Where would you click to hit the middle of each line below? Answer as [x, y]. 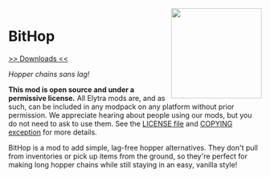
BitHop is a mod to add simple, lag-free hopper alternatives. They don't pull [133, 147]
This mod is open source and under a [72, 89]
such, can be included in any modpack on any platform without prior [121, 107]
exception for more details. [53, 132]
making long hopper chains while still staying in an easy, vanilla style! [123, 164]
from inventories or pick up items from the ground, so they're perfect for [128, 156]
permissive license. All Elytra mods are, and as [87, 98]
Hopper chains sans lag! [49, 74]
